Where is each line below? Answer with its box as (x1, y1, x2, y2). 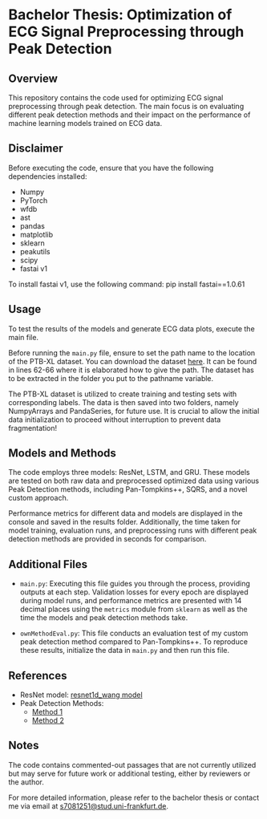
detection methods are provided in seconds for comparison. (8, 534, 207, 544)
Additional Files (8, 557, 88, 571)
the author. (8, 776, 44, 787)
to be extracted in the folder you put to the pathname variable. (8, 373, 214, 383)
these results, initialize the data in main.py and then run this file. (19, 646, 230, 655)
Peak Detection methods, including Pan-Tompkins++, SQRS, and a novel (8, 485, 248, 494)
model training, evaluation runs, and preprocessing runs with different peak (8, 525, 257, 535)
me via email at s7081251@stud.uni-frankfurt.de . (8, 801, 168, 811)
